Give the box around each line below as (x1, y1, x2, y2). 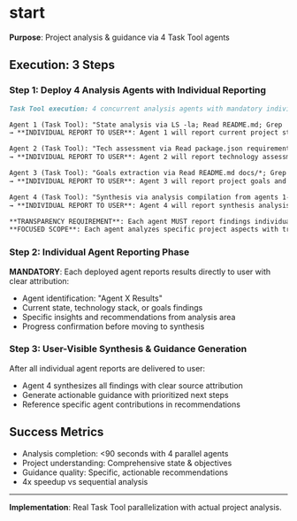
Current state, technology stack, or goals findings (21, 302, 203, 312)
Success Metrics (9, 425, 104, 440)
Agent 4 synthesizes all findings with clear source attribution (21, 379, 243, 391)
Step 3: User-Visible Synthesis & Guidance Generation (9, 343, 247, 356)
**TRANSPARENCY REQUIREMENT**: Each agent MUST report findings (9, 217, 251, 226)
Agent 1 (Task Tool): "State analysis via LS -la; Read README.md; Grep (9, 120, 283, 129)
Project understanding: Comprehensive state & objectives (21, 457, 232, 468)
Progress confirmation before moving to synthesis (21, 321, 205, 332)
